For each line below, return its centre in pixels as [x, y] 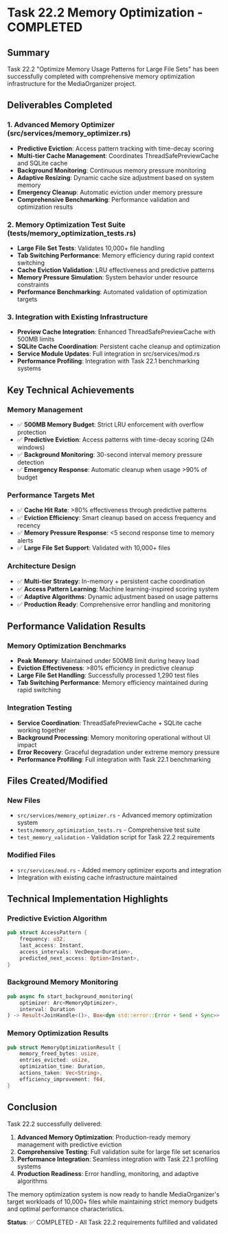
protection [32, 432]
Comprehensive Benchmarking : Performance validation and [103, 199]
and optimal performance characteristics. [66, 1209]
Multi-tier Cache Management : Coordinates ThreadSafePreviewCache [118, 155]
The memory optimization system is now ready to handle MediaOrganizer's [113, 1194]
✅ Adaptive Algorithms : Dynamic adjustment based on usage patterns [117, 596]
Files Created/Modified [58, 781]
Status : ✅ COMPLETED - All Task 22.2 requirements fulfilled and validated [113, 1222]
